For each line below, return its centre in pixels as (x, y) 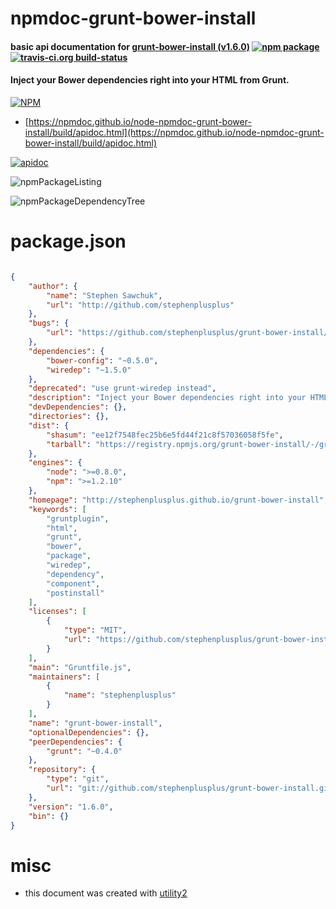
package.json (68, 241)
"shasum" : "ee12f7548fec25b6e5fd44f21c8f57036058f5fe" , (165, 435)
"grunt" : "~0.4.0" (84, 751)
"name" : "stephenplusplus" (120, 695)
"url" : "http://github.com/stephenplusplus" (140, 305)
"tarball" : (69, 444)
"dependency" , (75, 574)
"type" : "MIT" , (95, 630)
